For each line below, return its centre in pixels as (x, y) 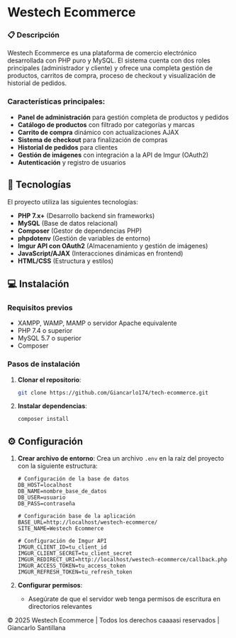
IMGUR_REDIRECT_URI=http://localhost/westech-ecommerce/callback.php (123, 560)
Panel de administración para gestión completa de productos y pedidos (123, 117)
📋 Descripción (34, 35)
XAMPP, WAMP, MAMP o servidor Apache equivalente (97, 323)
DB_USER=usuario (41, 497)
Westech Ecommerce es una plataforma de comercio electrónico (102, 53)
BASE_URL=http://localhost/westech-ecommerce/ (88, 522)
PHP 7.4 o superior (45, 331)
